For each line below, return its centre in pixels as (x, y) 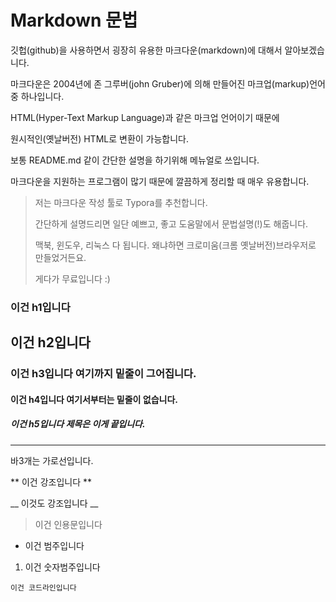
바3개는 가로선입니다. (52, 460)
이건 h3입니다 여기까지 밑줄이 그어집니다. (103, 374)
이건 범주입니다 (54, 545)
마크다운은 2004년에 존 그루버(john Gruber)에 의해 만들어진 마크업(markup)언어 (168, 83)
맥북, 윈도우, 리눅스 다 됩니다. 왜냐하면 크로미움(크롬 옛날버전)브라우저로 (175, 245)
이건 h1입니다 (40, 307)
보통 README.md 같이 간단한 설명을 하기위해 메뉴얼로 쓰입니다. (135, 160)
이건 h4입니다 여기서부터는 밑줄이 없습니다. (94, 399)
